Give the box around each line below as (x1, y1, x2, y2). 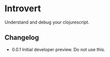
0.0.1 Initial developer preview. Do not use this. (11, 46, 106, 52)
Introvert (4, 3, 41, 14)
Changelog (4, 33, 39, 42)
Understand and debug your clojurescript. (4, 19, 89, 25)
